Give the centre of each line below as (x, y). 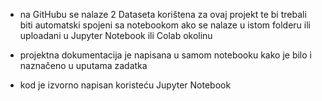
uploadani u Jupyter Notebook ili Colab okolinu (116, 35)
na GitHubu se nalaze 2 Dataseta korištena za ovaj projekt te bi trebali (163, 14)
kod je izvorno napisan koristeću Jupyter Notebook (125, 85)
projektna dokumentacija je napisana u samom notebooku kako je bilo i (165, 55)
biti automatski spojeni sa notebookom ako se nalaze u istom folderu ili (165, 25)
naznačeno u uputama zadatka (83, 65)
